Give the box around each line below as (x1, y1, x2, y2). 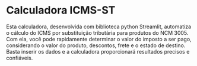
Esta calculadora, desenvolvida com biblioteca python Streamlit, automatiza (6, 23, 192, 30)
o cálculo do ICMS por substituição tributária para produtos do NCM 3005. (6, 29, 189, 36)
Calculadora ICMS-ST (6, 4, 116, 17)
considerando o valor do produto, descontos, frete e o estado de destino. (6, 42, 186, 49)
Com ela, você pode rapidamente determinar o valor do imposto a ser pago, (6, 35, 192, 42)
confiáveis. (6, 54, 33, 61)
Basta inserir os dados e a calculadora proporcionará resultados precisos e (6, 48, 190, 55)
